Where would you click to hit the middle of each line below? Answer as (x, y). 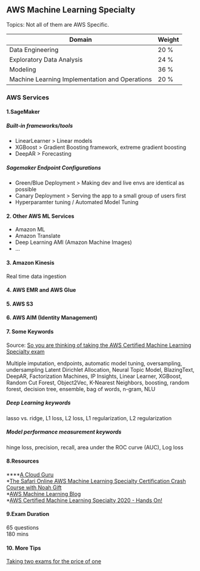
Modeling (23, 69)
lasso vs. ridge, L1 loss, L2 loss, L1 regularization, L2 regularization (89, 418)
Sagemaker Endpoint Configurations (54, 167)
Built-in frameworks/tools (40, 125)
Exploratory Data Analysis (46, 59)
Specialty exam (25, 351)
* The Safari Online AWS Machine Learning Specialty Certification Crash (96, 481)
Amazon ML (30, 229)
